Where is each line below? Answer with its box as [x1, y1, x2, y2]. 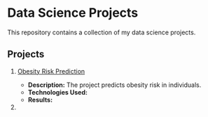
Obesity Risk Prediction [17, 67, 85, 75]
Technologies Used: [27, 88, 88, 96]
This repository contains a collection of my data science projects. [7, 28, 196, 36]
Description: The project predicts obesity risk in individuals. [27, 81, 202, 89]
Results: [27, 95, 53, 104]
